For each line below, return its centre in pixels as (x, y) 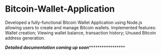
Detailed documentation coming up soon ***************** (65, 47)
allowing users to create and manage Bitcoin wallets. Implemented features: (81, 27)
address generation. (25, 38)
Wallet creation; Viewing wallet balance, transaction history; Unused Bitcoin (80, 33)
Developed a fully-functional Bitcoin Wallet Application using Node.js (74, 22)
